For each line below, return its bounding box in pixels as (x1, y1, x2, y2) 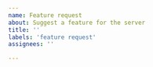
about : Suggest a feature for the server (8, 19, 146, 26)
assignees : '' (8, 41, 55, 48)
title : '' (8, 26, 41, 33)
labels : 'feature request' (8, 33, 97, 41)
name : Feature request (8, 11, 82, 19)
